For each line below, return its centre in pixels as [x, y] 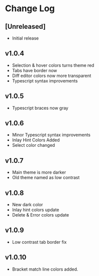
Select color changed [33, 145]
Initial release [25, 38]
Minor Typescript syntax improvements [51, 135]
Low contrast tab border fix [39, 242]
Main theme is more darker [39, 172]
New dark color [27, 205]
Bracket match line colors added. [45, 269]
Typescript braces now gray [40, 108]
